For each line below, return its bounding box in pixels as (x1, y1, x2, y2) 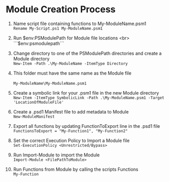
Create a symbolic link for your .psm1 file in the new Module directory (13, 89, 159, 96)
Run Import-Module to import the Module (13, 152, 100, 158)
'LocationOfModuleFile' (13, 100, 64, 105)
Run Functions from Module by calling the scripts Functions (13, 166, 138, 172)
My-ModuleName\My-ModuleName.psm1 (13, 81, 87, 86)
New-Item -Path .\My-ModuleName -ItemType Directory (13, 61, 128, 66)
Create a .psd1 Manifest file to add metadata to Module (13, 108, 129, 115)
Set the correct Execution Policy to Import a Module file (13, 137, 130, 144)
